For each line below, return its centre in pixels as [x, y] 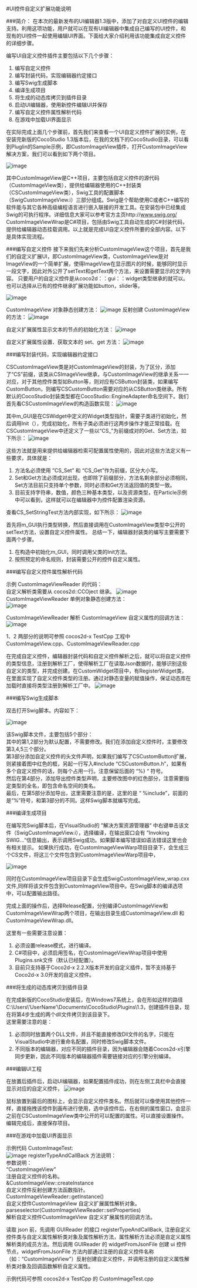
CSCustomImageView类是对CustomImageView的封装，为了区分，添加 [91, 367]
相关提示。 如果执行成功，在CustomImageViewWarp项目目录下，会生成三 [100, 847]
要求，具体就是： [32, 458]
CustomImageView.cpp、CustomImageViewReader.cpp [73, 644]
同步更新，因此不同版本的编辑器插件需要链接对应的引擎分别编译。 [94, 1056]
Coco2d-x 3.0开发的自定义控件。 [55, 975]
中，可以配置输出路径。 [34, 893]
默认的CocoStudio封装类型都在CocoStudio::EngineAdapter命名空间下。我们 [97, 396]
